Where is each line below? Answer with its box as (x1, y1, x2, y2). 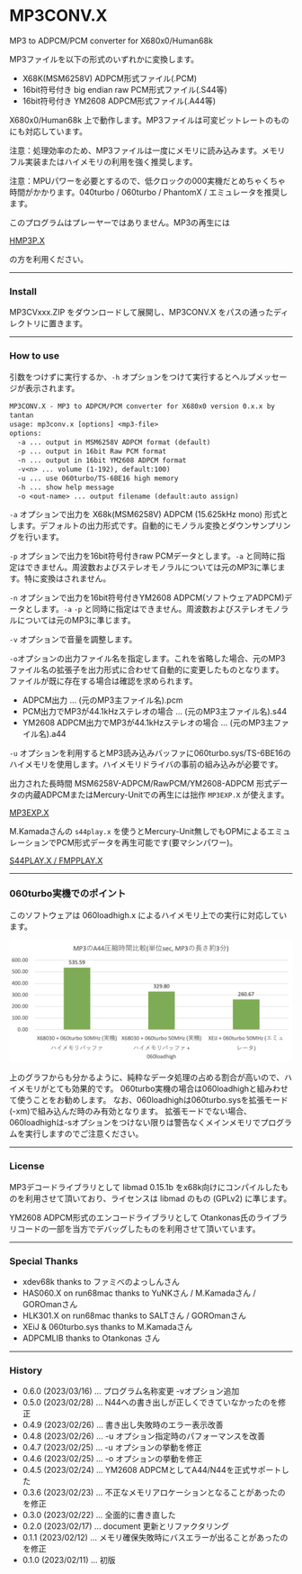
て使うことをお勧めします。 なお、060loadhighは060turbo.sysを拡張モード (9, 1095, 289, 1105)
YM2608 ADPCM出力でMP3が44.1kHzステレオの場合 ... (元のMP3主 (22, 717, 274, 728)
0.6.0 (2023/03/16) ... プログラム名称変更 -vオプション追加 (22, 1386, 240, 1397)
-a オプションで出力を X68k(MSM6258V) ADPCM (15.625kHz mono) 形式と (9, 508, 289, 519)
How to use (9, 350, 60, 362)
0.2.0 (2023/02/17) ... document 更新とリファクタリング (22, 1521, 230, 1532)
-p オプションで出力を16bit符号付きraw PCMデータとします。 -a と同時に (9, 550, 278, 561)
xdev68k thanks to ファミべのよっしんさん (22, 1276, 180, 1287)
